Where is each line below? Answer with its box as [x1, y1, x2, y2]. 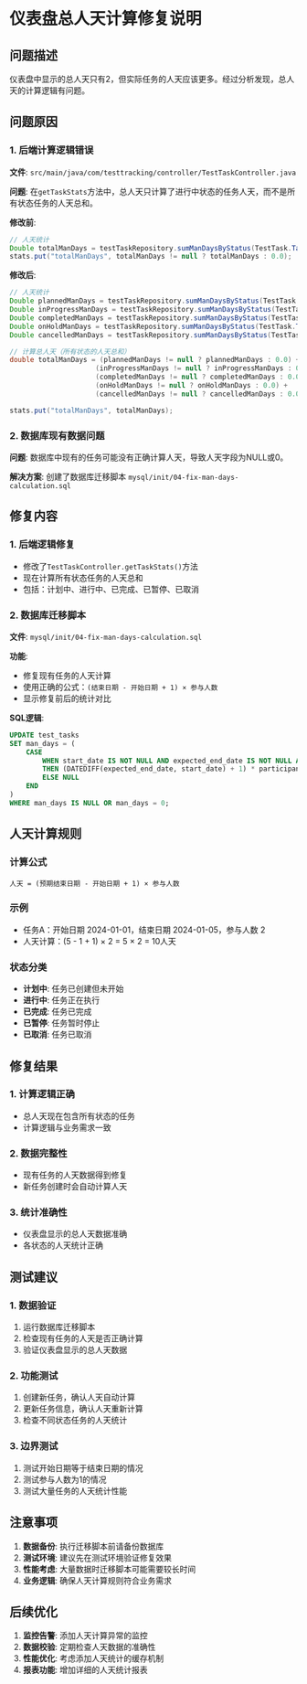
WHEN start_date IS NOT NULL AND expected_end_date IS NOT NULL [42, 756, 292, 765]
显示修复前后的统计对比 [22, 692, 111, 704]
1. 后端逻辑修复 [9, 538, 76, 551]
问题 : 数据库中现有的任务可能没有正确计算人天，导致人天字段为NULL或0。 [9, 452, 289, 463]
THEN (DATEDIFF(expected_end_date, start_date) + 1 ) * [42, 764, 256, 773]
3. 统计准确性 [9, 1206, 68, 1219]
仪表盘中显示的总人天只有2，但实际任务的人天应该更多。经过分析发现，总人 [9, 74, 295, 84]
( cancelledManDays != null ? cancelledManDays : [95, 389, 284, 399]
